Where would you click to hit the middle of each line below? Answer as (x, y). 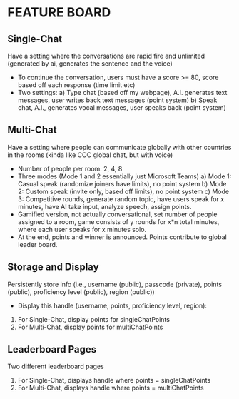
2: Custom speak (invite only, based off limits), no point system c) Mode (123, 191)
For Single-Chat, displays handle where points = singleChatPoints (114, 380)
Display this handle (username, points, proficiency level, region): (112, 305)
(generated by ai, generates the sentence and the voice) (90, 64)
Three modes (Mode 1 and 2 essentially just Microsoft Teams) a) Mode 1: (124, 176)
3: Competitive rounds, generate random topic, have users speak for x (121, 199)
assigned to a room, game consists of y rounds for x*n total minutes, (118, 221)
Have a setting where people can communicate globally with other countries (119, 147)
